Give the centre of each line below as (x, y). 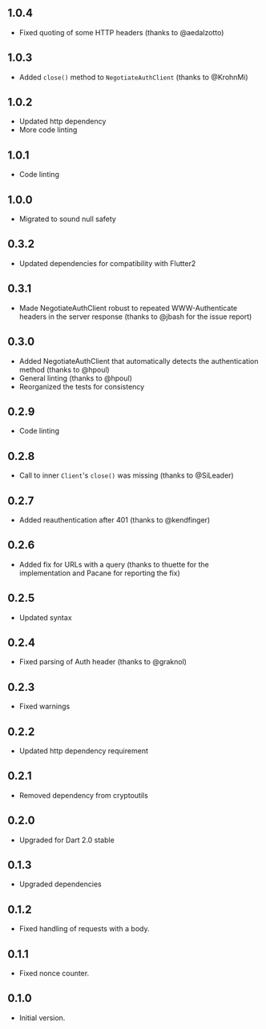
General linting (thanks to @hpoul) (76, 378)
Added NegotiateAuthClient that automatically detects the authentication (139, 361)
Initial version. (42, 1018)
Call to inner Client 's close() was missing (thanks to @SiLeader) (126, 475)
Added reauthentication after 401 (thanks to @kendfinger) (115, 519)
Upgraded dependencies (60, 884)
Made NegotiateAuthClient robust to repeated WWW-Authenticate (128, 308)
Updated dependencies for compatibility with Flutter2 (107, 263)
